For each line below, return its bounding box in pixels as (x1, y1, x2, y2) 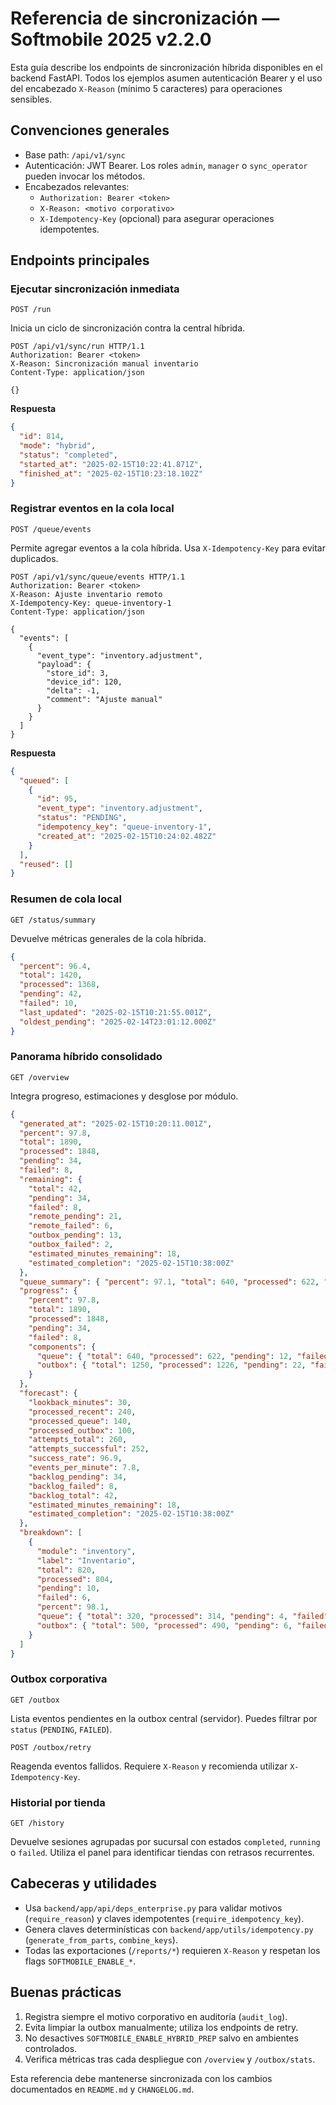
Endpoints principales (10, 252, 150, 269)
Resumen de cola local (10, 892, 122, 906)
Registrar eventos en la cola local (10, 502, 175, 516)
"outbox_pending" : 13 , (28, 1230, 123, 1241)
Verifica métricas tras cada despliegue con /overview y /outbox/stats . (24, 2053, 316, 2065)
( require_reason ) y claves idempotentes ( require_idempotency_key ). (24, 1912, 305, 1924)
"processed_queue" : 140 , (28, 1416, 132, 1426)
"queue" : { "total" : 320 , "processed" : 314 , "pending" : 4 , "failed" (36, 1612, 329, 1622)
